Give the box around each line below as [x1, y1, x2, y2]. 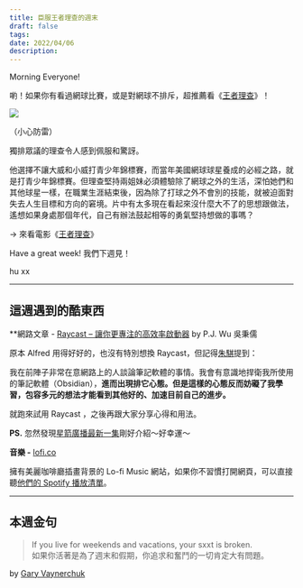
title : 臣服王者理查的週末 [9, 13, 99, 23]
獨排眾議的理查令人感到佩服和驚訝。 [9, 145, 144, 156]
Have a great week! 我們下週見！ [9, 248, 132, 259]
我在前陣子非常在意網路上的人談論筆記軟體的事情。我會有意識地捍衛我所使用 [9, 366, 294, 377]
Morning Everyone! [9, 71, 81, 82]
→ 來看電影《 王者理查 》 [9, 229, 99, 240]
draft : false [9, 22, 59, 31]
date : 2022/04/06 [9, 38, 75, 48]
